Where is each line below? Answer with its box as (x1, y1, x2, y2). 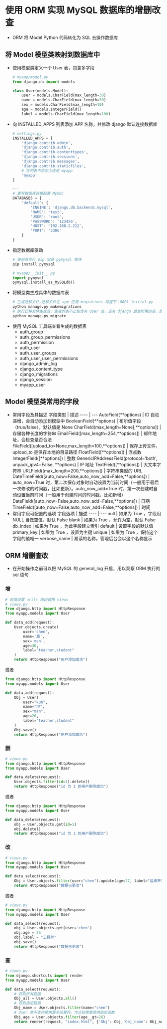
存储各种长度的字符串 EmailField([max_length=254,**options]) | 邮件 (12, 430, 153, 436)
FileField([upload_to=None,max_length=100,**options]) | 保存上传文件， (12, 442, 161, 449)
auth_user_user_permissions (19, 355, 79, 361)
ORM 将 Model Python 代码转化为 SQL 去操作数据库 (12, 34, 118, 40)
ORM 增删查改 (5, 551, 49, 560)
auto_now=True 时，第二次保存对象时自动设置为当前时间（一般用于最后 (12, 479, 159, 485)
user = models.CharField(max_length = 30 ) (21, 93, 106, 98)
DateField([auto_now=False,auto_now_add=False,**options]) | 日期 (12, 498, 150, 504)
